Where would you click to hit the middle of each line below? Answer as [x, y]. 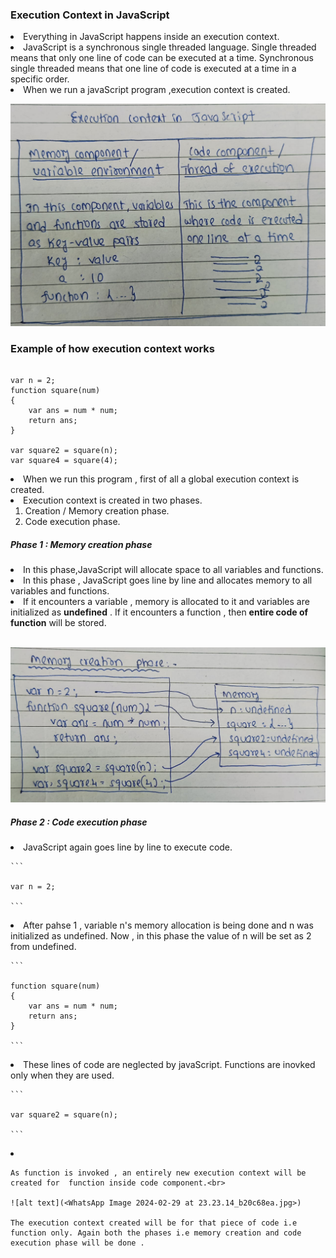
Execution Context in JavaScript [90, 15]
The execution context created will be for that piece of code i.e [154, 1223]
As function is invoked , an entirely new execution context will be [158, 1173]
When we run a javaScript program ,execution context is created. [157, 90]
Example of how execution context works [112, 349]
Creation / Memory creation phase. [97, 511]
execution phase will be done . [77, 1243]
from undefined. [43, 946]
